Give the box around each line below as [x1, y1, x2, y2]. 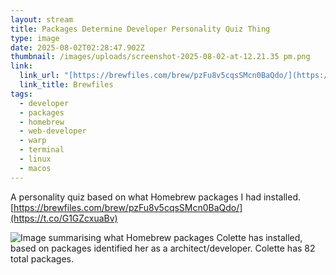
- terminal [19, 145, 65, 155]
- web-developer [19, 126, 87, 136]
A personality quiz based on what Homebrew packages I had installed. [10, 191, 302, 203]
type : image [10, 33, 60, 43]
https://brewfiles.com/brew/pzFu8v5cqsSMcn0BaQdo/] [13, 201, 243, 213]
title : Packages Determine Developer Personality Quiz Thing [10, 24, 271, 34]
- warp [19, 136, 47, 146]
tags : [10, 89, 33, 99]
